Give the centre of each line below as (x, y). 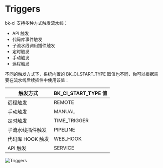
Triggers (23, 9)
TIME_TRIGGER (71, 120)
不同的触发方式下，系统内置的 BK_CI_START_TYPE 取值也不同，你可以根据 (80, 74)
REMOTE (64, 102)
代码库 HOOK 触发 (28, 139)
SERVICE (64, 148)
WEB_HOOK (68, 138)
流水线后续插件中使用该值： (41, 80)
